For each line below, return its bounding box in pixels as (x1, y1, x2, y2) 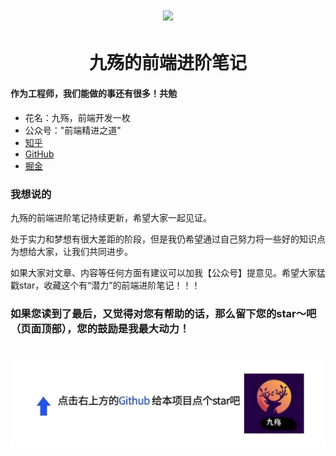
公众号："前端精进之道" (24, 124, 122, 136)
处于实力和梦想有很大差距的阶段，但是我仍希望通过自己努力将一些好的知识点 (10, 233, 326, 245)
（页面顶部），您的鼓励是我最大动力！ (10, 321, 190, 335)
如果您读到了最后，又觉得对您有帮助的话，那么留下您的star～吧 (10, 306, 317, 320)
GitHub (24, 148, 55, 160)
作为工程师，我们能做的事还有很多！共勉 (10, 87, 177, 99)
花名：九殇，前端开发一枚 (24, 111, 131, 123)
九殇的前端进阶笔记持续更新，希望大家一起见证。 (10, 211, 212, 223)
